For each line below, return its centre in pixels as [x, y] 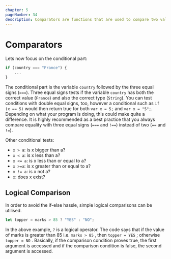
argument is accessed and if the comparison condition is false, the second [83, 246]
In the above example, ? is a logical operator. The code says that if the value [85, 230]
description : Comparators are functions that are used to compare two [82, 19]
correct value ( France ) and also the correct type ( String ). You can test [79, 98]
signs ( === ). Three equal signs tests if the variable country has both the [80, 92]
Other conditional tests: [30, 140]
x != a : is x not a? [32, 171]
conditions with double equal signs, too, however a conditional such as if [82, 103]
